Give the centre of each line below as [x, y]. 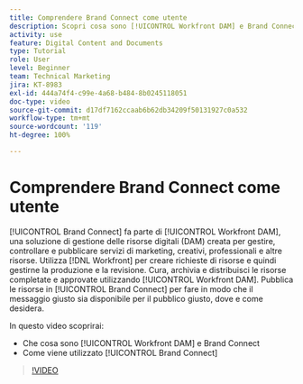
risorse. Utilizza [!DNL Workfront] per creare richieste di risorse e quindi [143, 260]
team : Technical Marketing [60, 77]
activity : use [36, 34]
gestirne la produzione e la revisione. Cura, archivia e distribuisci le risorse [148, 270]
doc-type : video [40, 101]
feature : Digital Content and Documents [87, 43]
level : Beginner [40, 69]
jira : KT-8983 [36, 85]
